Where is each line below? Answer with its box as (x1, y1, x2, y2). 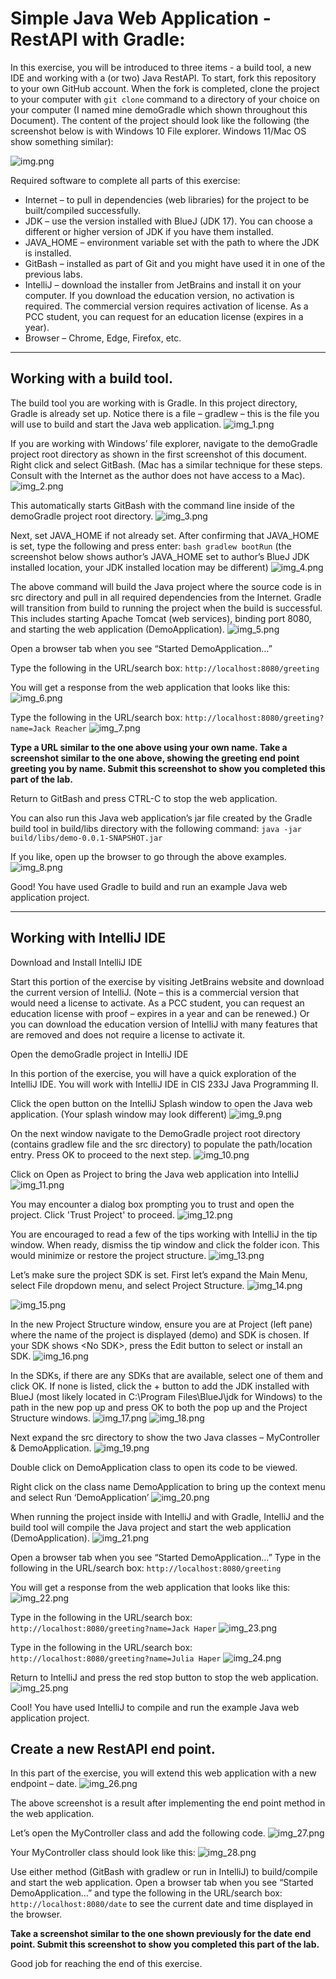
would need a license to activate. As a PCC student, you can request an (10, 997, 305, 1009)
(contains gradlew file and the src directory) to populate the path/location (10, 1138, 313, 1150)
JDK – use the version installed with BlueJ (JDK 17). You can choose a (24, 215, 313, 227)
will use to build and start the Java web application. (10, 418, 222, 430)
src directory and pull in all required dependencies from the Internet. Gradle (10, 591, 322, 603)
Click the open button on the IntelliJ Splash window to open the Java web (10, 1097, 313, 1109)
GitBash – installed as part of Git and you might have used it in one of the (24, 257, 326, 269)
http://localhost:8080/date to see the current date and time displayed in (10, 1898, 314, 1910)
